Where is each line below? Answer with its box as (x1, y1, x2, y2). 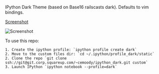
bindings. (5, 9, 24, 15)
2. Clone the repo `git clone (5, 56, 67, 61)
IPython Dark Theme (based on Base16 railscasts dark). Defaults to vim (5, 4, 149, 10)
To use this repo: (5, 38, 39, 44)
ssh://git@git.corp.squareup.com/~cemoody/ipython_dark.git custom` (5, 60, 148, 65)
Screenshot (5, 19, 28, 25)
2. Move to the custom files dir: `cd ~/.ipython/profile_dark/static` (5, 51, 155, 56)
